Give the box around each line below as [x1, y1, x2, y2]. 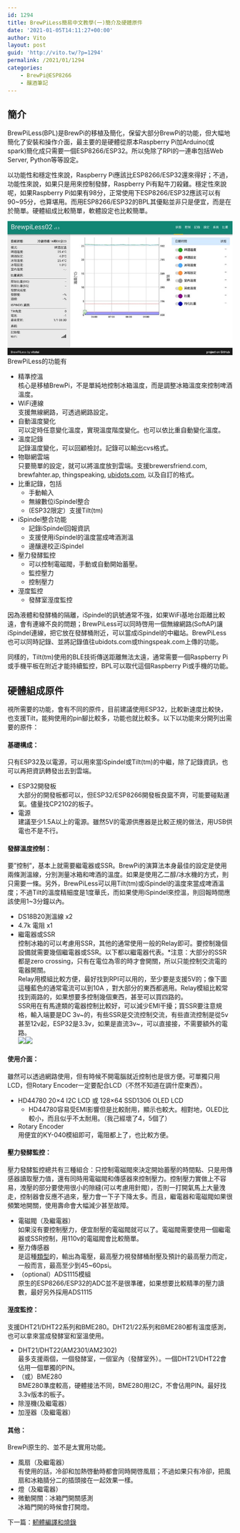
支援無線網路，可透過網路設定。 [17, 408, 112, 417]
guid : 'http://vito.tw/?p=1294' [7, 49, 104, 56]
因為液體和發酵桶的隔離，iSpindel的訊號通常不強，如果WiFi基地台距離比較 [7, 611, 226, 620]
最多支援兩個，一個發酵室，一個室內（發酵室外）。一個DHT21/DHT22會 [17, 1354, 227, 1363]
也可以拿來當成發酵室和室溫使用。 [7, 1331, 108, 1340]
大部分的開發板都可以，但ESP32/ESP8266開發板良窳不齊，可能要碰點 [17, 790, 224, 800]
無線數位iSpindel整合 [28, 497, 91, 506]
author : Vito [7, 34, 46, 41]
